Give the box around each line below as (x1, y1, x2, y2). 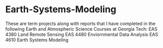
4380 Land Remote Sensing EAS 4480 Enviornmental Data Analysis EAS (5, 31, 158, 37)
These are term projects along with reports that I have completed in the (5, 20, 156, 27)
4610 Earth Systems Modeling (5, 37, 69, 43)
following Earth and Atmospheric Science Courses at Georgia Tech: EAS (5, 26, 158, 32)
